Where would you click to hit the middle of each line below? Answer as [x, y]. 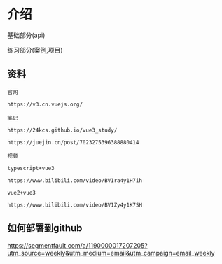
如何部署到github [45, 228]
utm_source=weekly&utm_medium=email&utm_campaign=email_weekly [111, 253]
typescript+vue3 [31, 168]
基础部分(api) [26, 35]
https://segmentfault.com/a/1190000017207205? [78, 245]
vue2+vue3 [22, 193]
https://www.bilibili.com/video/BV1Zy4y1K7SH [75, 205]
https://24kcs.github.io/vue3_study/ [62, 130]
